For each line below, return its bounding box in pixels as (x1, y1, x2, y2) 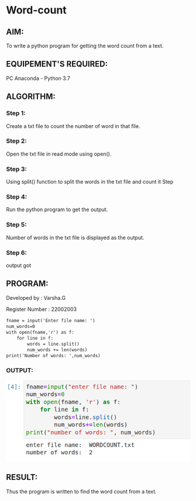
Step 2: (6, 137, 27, 145)
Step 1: (6, 109, 26, 118)
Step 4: (6, 193, 27, 201)
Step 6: (6, 248, 27, 257)
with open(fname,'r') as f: (6, 329, 75, 335)
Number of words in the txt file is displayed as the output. (6, 234, 145, 241)
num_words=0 (6, 323, 35, 329)
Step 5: (6, 220, 27, 229)
